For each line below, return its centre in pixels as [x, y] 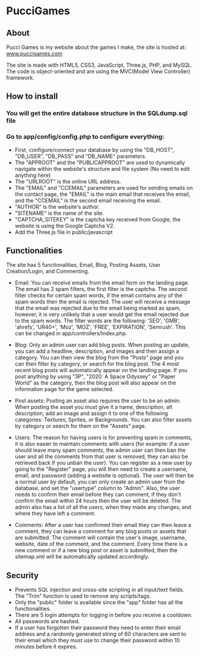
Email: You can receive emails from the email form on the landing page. [102, 283]
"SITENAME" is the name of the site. [59, 213]
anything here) [33, 175]
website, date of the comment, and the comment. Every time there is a [101, 544]
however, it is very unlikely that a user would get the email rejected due [102, 314]
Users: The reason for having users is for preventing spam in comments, [104, 438]
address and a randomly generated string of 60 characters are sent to [100, 634]
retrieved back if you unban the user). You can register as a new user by [103, 463]
